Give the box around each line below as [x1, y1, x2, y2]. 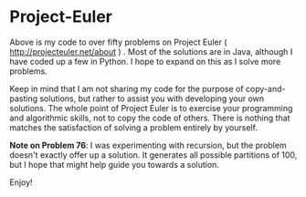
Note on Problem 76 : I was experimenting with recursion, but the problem [9, 140, 287, 150]
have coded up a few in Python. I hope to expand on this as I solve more [9, 56, 281, 67]
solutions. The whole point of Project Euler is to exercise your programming [9, 102, 293, 113]
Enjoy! [9, 176, 34, 188]
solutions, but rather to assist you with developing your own [39, 93, 265, 104]
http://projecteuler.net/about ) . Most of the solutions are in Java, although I [9, 46, 293, 57]
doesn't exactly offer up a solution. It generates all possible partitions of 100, [9, 149, 298, 161]
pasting [9, 93, 38, 104]
